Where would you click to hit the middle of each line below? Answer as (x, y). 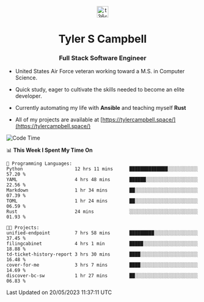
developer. (28, 96)
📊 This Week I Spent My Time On (49, 150)
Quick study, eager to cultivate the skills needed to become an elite (100, 90)
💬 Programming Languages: (39, 164)
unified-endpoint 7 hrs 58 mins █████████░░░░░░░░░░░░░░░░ (102, 233)
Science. (26, 78)
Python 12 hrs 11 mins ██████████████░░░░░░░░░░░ (102, 169)
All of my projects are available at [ (59, 120)
